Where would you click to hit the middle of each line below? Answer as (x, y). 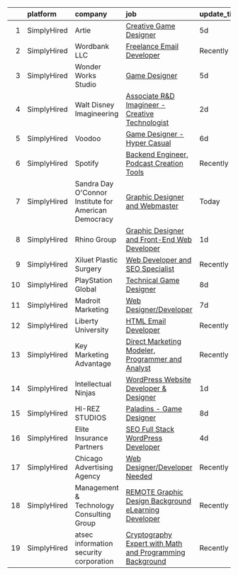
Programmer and (154, 359)
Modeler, (141, 350)
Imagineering (97, 114)
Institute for (94, 201)
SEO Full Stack (150, 429)
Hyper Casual (148, 143)
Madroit (88, 301)
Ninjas (85, 393)
